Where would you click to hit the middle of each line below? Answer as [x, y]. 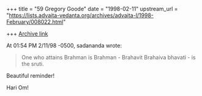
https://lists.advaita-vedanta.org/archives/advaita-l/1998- [81, 15]
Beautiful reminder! [31, 76]
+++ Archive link [27, 34]
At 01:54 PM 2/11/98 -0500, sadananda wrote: [64, 46]
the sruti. [32, 64]
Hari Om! [17, 87]
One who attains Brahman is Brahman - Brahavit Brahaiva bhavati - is [108, 57]
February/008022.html [35, 22]
